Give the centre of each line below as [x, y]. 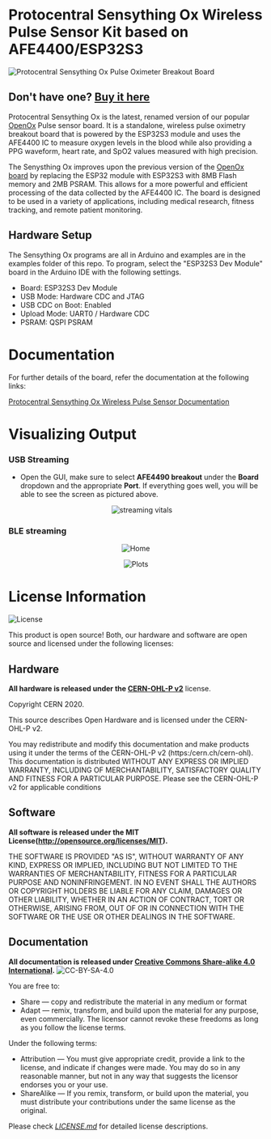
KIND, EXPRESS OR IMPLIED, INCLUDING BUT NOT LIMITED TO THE [123, 865]
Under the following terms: [53, 1043]
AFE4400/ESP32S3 [76, 49]
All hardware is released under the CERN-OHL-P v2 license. [110, 689]
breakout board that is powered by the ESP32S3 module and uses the [125, 134]
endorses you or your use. [64, 1084]
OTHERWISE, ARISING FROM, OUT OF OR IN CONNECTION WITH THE [126, 907]
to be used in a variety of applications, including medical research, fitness [131, 201]
